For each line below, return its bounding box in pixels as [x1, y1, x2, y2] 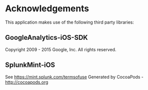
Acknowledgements [5, 3, 89, 14]
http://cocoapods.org [5, 79, 48, 85]
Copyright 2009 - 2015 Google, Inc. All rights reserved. [5, 46, 117, 52]
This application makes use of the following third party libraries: [5, 19, 134, 25]
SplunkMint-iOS [5, 61, 56, 69]
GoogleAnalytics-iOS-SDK [5, 33, 88, 42]
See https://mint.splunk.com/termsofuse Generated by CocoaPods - [5, 74, 144, 80]
